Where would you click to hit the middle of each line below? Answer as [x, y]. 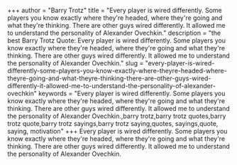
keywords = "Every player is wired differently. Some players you [132, 93]
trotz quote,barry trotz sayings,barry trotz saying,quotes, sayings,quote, [113, 123]
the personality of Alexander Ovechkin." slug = [76, 63]
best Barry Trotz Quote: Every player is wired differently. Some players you [116, 41]
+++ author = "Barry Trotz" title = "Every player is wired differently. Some [115, 10]
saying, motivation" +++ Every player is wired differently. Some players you [117, 131]
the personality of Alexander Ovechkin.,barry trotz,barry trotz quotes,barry [117, 116]
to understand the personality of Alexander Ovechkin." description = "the [114, 33]
